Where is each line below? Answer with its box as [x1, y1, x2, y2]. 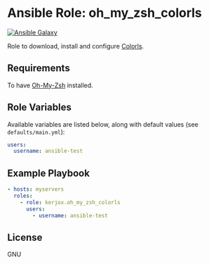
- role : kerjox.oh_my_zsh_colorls [20, 199, 121, 206]
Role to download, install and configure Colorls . [7, 42, 144, 50]
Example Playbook [7, 167, 90, 179]
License [7, 231, 43, 244]
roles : [13, 192, 33, 199]
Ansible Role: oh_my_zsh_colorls [7, 5, 202, 21]
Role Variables [7, 101, 72, 113]
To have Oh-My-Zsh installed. [7, 81, 93, 89]
